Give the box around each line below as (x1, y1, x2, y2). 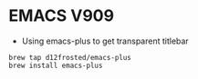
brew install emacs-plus (8, 61, 103, 70)
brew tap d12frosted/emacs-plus (8, 53, 131, 62)
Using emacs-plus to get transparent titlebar (21, 35, 189, 46)
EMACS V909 (8, 5, 115, 26)
